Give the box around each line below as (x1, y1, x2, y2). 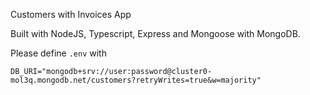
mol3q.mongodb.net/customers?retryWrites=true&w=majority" (10, 75, 262, 85)
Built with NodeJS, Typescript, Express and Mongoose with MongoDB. (10, 28, 301, 39)
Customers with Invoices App (10, 9, 132, 20)
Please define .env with (10, 47, 107, 59)
